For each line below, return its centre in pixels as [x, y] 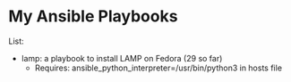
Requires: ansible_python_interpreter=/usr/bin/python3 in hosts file [158, 68]
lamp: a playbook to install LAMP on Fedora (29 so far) [122, 58]
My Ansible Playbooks [93, 16]
